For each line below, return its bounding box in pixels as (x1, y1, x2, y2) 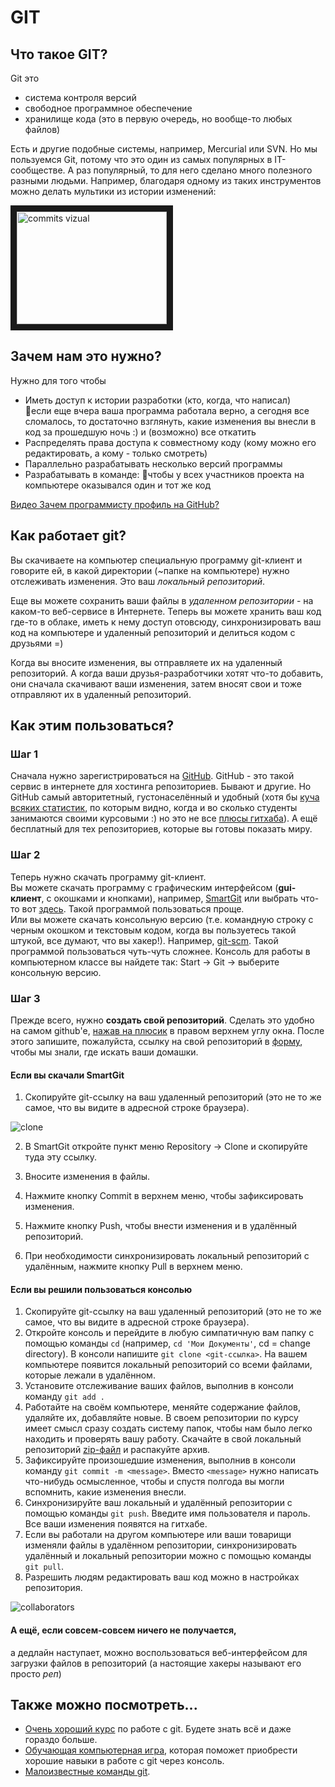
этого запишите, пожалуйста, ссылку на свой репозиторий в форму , (10, 1035, 303, 1047)
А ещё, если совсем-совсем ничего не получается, (10, 1624, 237, 1636)
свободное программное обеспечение (24, 102, 193, 114)
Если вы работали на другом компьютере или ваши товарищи (24, 1529, 292, 1541)
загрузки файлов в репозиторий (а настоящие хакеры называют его (10, 1657, 302, 1669)
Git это (10, 72, 40, 84)
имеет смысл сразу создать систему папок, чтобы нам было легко (24, 1422, 313, 1435)
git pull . (24, 1561, 65, 1573)
